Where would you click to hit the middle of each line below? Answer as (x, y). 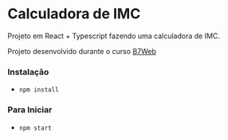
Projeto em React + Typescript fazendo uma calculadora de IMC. (114, 36)
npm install (39, 90)
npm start (35, 128)
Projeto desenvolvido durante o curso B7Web (82, 51)
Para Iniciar (30, 110)
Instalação (28, 72)
